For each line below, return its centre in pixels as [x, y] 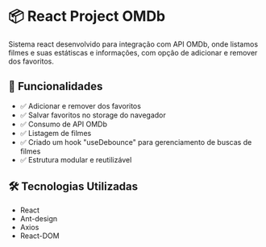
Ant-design [39, 218]
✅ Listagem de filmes [56, 133]
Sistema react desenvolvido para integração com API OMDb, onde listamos [133, 44]
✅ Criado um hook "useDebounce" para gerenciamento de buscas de [136, 142]
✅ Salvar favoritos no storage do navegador [93, 115]
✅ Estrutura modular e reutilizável [76, 159]
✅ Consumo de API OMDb [63, 124]
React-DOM [39, 236]
